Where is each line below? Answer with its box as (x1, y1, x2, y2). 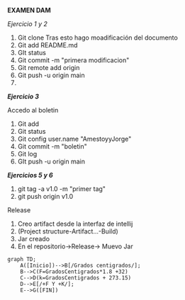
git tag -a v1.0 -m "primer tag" (17, 185, 106, 193)
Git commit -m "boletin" (17, 142, 87, 151)
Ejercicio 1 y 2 (7, 20, 48, 28)
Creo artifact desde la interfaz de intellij (17, 219, 133, 228)
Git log (17, 150, 38, 158)
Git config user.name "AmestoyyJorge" (17, 134, 132, 143)
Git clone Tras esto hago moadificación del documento (17, 33, 179, 42)
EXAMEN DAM (7, 6, 51, 14)
